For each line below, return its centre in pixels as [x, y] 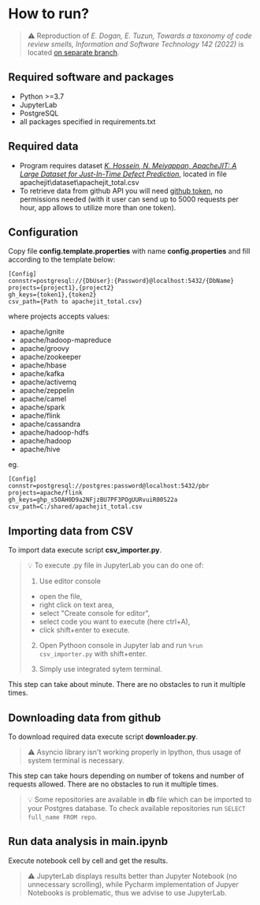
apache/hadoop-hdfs [54, 432]
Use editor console [70, 581]
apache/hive [40, 449]
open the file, [61, 597]
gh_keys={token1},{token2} [52, 295]
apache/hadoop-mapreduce [65, 340]
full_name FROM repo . [62, 816]
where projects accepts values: [59, 316]
